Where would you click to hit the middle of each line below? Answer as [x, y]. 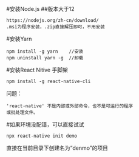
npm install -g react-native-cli [49, 81]
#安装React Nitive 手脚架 [37, 70]
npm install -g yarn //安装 [45, 52]
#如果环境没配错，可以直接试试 [45, 124]
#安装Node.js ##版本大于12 [40, 9]
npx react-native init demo [42, 136]
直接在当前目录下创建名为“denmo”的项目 [57, 148]
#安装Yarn [19, 39]
